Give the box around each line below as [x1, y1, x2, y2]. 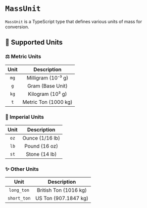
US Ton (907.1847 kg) [35, 195, 89, 202]
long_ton [9, 188, 30, 193]
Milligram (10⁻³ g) [26, 74, 68, 81]
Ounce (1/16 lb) [22, 135, 60, 141]
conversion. [5, 24, 29, 30]
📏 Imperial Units [5, 113, 44, 120]
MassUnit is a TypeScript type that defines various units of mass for [5, 18, 143, 24]
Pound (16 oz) [24, 142, 58, 149]
